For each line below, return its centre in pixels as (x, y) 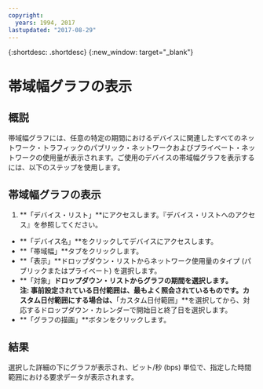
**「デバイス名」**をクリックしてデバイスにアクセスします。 (119, 242)
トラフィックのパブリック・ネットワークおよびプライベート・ (142, 148)
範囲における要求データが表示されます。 (73, 377)
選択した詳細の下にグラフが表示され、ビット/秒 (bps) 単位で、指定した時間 (130, 367)
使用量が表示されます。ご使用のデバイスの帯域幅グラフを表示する (148, 158)
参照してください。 (71, 225)
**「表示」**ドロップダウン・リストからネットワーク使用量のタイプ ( (132, 261)
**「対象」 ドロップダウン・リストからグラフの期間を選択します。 (126, 281)
